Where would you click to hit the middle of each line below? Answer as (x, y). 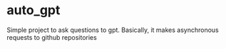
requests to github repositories (52, 37)
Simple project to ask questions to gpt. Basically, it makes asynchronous (113, 30)
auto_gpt (34, 10)
